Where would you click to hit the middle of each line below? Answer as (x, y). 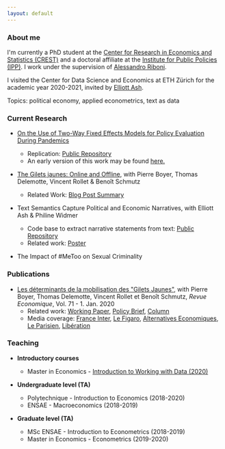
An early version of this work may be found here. (96, 161)
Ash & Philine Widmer (48, 216)
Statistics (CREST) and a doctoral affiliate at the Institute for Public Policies (112, 60)
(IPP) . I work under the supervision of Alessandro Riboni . (87, 66)
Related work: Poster (57, 243)
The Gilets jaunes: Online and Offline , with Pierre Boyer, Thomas (107, 175)
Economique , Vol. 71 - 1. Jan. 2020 (66, 304)
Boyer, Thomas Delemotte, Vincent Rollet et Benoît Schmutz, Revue (112, 296)
